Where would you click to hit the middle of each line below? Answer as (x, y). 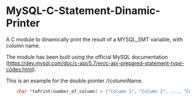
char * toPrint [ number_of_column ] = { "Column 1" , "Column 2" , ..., (99, 91)
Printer (23, 23)
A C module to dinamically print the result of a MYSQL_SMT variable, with (94, 39)
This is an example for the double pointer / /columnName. (75, 81)
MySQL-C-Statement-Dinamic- (83, 11)
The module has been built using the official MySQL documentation (87, 57)
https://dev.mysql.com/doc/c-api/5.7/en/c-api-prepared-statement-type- (96, 63)
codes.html (20, 69)
